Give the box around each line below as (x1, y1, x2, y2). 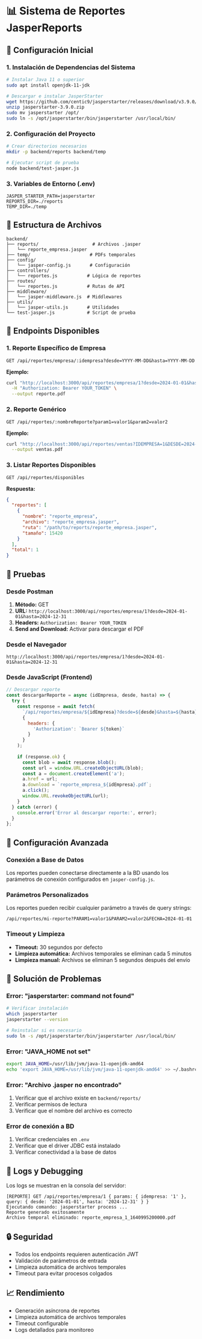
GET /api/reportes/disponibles (6, 474, 85, 480)
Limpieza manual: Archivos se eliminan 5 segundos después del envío (14, 956, 191, 963)
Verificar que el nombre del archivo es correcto (14, 1107, 132, 1115)
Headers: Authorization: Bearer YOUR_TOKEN (14, 619, 127, 626)
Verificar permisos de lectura (14, 1101, 87, 1108)
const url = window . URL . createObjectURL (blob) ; (22, 765, 144, 771)
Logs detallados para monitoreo (14, 1326, 94, 1333)
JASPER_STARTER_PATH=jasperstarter (6, 193, 96, 200)
